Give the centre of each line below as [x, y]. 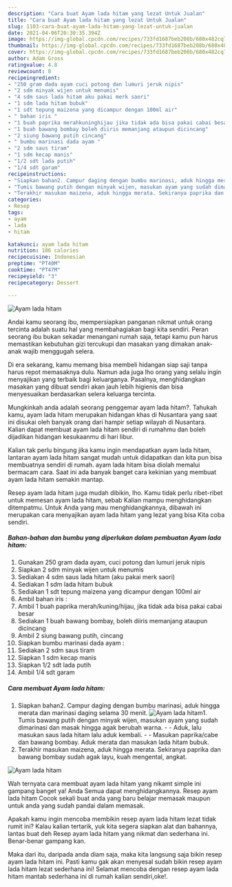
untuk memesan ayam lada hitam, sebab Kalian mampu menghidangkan [110, 500]
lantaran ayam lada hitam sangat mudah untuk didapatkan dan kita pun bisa [115, 457]
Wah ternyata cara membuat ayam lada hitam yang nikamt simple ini [105, 783]
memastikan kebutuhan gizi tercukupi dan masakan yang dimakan [102, 344]
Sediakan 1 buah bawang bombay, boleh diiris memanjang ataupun [113, 621]
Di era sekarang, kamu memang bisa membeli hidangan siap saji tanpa [108, 364]
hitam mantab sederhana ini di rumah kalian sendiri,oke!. [88, 877]
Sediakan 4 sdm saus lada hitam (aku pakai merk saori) [96, 577]
